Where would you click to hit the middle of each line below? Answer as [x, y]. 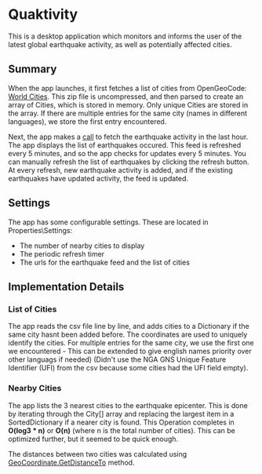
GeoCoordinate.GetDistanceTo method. [71, 462]
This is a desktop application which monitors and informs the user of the [125, 36]
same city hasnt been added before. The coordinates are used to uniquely [128, 334]
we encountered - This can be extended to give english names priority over [130, 352]
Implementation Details [66, 287]
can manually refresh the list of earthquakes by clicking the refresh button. [129, 162]
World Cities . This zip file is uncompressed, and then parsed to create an [126, 97]
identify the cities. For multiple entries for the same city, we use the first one [131, 343]
